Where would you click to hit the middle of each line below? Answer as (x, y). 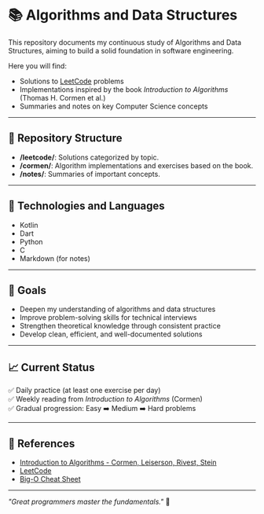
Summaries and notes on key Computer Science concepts (114, 106)
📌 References (42, 444)
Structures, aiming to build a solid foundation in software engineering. (121, 50)
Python (31, 241)
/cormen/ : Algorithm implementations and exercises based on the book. (136, 165)
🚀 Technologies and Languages (86, 206)
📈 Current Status (51, 367)
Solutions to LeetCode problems (71, 81)
